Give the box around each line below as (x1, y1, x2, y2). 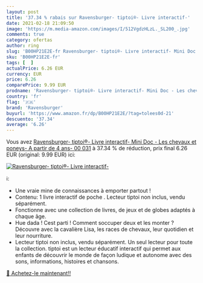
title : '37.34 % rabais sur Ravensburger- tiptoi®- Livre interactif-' (6, 15, 190, 21)
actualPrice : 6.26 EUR (6, 65, 63, 72)
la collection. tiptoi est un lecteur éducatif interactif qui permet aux (14, 245, 181, 252)
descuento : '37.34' (6, 116, 56, 122)
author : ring (6, 43, 39, 49)
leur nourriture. (14, 232, 53, 239)
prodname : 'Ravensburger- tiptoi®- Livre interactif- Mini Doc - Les (6, 88, 185, 94)
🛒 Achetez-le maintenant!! (6, 270, 71, 277)
